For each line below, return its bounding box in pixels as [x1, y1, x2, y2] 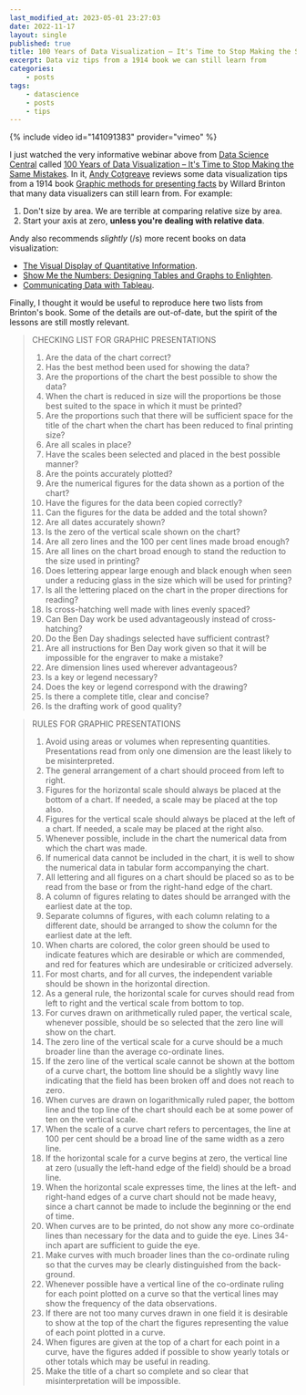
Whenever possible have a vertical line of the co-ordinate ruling [45, 1278, 284, 1290]
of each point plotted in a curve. [45, 1328, 166, 1338]
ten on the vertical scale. [45, 1114, 138, 1125]
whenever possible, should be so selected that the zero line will [45, 1018, 284, 1028]
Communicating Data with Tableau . [22, 280, 155, 291]
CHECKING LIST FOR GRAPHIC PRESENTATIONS [31, 335, 217, 346]
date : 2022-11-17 [9, 22, 76, 31]
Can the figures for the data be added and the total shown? [45, 507, 268, 518]
